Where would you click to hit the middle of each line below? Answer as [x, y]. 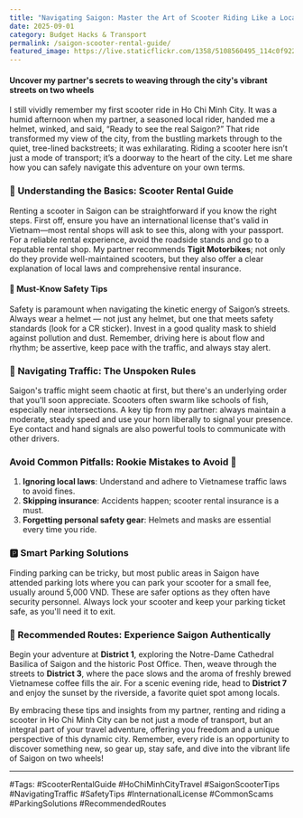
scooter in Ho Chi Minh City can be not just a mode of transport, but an [141, 720]
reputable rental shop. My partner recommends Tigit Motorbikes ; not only [147, 249]
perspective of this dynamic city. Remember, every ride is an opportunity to [149, 739]
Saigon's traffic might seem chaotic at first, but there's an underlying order [148, 390]
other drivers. [35, 438]
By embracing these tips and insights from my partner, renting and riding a [147, 710]
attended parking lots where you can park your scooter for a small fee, [141, 582]
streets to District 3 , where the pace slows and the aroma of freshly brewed [150, 673]
